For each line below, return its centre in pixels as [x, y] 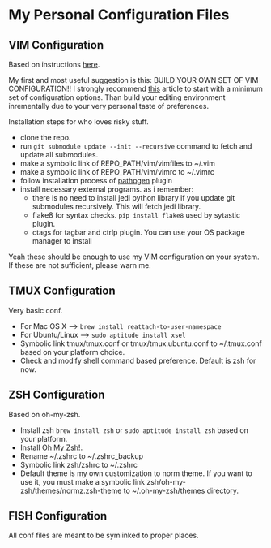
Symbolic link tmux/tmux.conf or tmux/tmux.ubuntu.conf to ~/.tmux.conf [141, 343]
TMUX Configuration [62, 291]
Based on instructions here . [54, 64]
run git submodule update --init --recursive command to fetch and [136, 146]
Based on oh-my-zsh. [44, 414]
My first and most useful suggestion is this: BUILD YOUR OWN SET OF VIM [133, 80]
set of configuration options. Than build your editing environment [117, 97]
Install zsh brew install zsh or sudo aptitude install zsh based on [134, 430]
